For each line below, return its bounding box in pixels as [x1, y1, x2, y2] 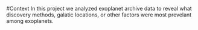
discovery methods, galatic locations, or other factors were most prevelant [6, 11, 192, 18]
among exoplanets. [6, 18, 54, 24]
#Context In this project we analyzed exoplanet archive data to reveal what [6, 5, 192, 12]
